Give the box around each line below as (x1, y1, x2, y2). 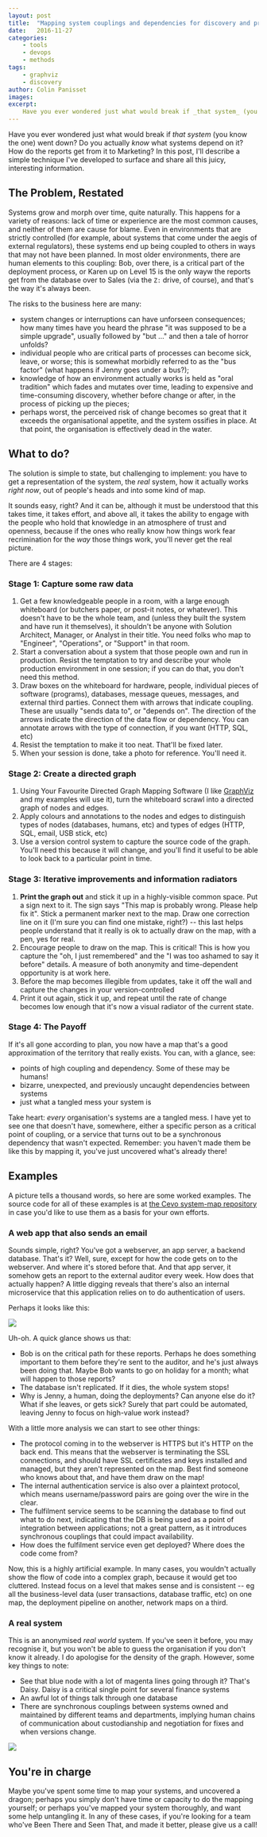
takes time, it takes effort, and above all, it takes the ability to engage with (8, 509, 250, 518)
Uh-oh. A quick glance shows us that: (8, 1333, 131, 1342)
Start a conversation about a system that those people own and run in (19, 647, 249, 656)
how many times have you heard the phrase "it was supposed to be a (19, 323, 247, 332)
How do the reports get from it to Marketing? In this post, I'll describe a (8, 146, 241, 156)
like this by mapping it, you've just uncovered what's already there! (8, 1146, 228, 1155)
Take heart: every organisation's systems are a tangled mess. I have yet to (8, 1113, 252, 1122)
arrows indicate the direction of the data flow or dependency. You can (19, 714, 250, 724)
